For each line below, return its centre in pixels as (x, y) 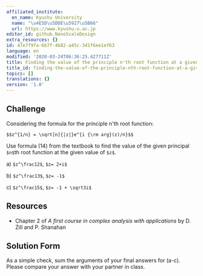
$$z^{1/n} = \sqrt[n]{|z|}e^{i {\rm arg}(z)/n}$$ (70, 134)
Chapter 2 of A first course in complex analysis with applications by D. (103, 221)
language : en (23, 51)
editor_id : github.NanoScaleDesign (51, 34)
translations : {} (28, 79)
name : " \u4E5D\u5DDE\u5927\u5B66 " (55, 23)
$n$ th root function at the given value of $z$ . (61, 152)
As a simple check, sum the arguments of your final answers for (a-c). (93, 260)
